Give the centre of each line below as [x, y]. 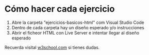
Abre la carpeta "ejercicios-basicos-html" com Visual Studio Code [78, 22]
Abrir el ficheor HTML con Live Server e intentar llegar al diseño [75, 33]
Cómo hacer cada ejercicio [60, 9]
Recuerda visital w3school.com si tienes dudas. [52, 47]
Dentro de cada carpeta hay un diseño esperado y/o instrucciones [78, 27]
